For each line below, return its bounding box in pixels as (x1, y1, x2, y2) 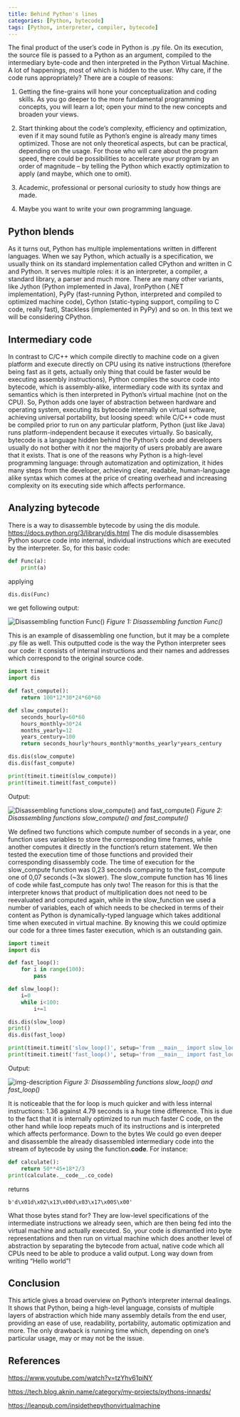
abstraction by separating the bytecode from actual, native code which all (8, 1241, 224, 1250)
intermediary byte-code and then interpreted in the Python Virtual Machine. (8, 59, 230, 67)
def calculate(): (8, 1158, 60, 1166)
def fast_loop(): (8, 959, 60, 967)
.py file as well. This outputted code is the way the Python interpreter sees (8, 639, 226, 647)
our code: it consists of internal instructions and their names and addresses (8, 647, 230, 655)
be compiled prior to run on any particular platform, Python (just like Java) (8, 420, 226, 429)
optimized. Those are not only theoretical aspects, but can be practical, (18, 139, 228, 148)
